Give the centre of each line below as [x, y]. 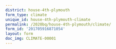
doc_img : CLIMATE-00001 [31, 39]
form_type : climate [26, 15]
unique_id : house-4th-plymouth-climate [48, 19]
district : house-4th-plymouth [38, 10]
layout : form [19, 34]
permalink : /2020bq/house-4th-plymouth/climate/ [58, 24]
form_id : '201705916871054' [35, 29]
